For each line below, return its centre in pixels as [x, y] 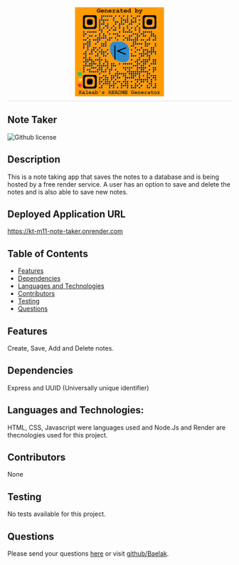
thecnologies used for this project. [58, 435]
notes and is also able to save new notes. [68, 192]
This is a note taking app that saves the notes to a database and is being [113, 177]
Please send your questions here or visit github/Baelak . [88, 554]
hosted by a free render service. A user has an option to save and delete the [119, 184]
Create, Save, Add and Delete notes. [60, 348]
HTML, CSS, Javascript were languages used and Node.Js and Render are [117, 427]
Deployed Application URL [67, 214]
